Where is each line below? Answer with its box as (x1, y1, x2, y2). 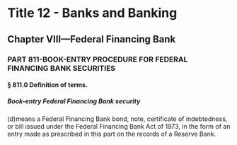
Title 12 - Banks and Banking (7, 5, 178, 21)
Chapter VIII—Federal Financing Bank (7, 33, 176, 45)
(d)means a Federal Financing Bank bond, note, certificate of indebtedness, (7, 115, 228, 123)
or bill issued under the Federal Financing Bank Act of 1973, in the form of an (7, 122, 231, 131)
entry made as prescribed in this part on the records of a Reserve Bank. (7, 129, 216, 139)
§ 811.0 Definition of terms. (7, 81, 88, 89)
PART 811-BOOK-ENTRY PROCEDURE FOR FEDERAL (7, 54, 188, 64)
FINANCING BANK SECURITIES (7, 63, 116, 73)
